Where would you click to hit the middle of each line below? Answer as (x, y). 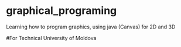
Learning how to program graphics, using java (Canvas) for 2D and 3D (91, 27)
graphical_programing (62, 11)
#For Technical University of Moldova (51, 38)
